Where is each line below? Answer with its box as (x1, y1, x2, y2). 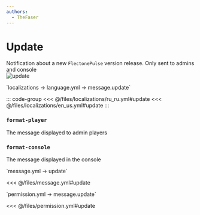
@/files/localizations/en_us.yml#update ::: (6, 102, 110, 109)
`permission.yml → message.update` (6, 191, 97, 198)
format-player (6, 117, 47, 124)
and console (6, 66, 37, 73)
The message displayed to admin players (6, 129, 108, 136)
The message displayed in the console (6, 156, 101, 163)
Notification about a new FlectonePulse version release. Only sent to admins (6, 60, 195, 67)
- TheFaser (11, 14, 39, 20)
